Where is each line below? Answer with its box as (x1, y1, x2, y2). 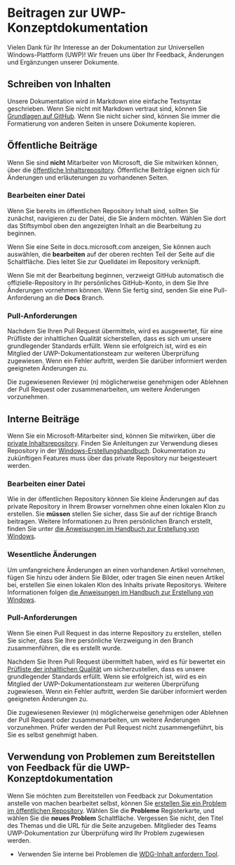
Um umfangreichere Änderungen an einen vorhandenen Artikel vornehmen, (7, 565, 226, 574)
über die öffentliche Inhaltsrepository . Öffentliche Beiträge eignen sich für (7, 166, 220, 174)
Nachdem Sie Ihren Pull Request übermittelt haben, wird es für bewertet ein (7, 657, 226, 666)
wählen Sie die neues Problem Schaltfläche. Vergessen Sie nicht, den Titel (7, 814, 224, 822)
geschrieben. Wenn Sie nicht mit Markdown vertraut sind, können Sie (7, 104, 208, 113)
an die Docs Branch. (45, 293, 105, 302)
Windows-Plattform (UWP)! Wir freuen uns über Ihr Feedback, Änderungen (7, 51, 224, 59)
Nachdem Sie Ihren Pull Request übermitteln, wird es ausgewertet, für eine (7, 327, 223, 335)
